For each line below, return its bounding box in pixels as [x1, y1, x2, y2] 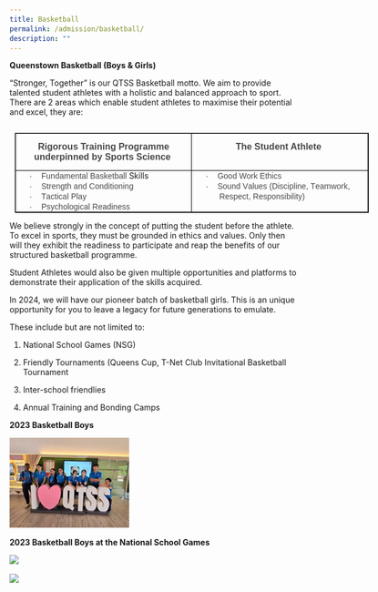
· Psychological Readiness [29, 201, 130, 212]
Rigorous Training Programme [37, 141, 170, 152]
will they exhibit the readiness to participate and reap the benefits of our [9, 240, 281, 250]
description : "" [9, 34, 71, 43]
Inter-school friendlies [22, 384, 107, 395]
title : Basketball [9, 15, 79, 24]
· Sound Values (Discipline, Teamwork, [205, 181, 351, 191]
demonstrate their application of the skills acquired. [9, 277, 203, 288]
